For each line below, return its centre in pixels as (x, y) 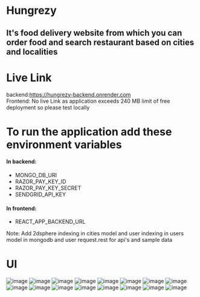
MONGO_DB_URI (36, 175)
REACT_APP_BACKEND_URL (50, 222)
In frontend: (21, 208)
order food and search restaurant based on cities (100, 42)
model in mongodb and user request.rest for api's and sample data (89, 240)
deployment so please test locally (48, 107)
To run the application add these (89, 132)
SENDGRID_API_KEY (40, 194)
